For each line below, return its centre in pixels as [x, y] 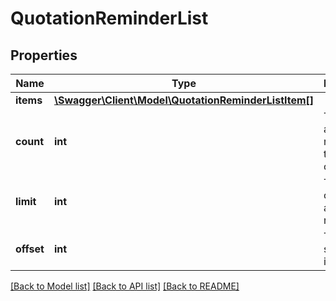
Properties [44, 55]
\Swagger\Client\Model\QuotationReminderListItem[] [184, 100]
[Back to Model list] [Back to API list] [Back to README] [125, 286]
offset [30, 249]
